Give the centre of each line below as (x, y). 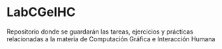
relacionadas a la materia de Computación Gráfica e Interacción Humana (111, 38)
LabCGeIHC (41, 12)
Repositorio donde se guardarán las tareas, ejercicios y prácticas (100, 31)
